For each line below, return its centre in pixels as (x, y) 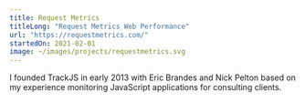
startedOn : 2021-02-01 (53, 43)
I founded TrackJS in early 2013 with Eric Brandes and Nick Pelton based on (153, 77)
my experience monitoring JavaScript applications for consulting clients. (146, 87)
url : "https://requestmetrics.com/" (79, 35)
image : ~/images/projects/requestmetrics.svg (97, 52)
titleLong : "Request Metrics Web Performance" (100, 26)
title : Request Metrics (55, 18)
